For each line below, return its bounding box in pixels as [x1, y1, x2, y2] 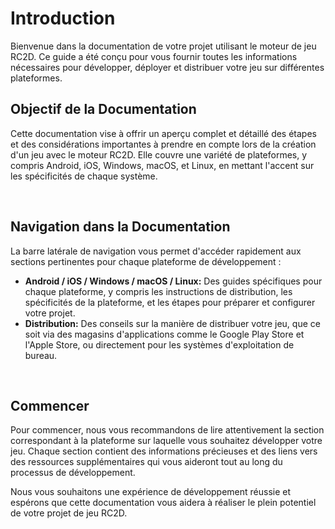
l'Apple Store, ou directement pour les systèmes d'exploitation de [24, 338, 295, 351]
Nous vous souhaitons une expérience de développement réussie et [10, 486, 292, 498]
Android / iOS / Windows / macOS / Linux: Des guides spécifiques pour [24, 275, 323, 287]
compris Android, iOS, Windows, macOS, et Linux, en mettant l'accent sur [10, 159, 315, 171]
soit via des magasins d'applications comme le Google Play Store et [24, 328, 305, 340]
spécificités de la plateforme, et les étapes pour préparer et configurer [24, 296, 316, 308]
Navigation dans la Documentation [10, 218, 231, 236]
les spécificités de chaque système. [10, 170, 158, 182]
